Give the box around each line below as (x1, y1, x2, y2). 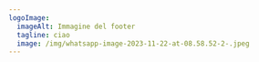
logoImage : (8, 13, 50, 23)
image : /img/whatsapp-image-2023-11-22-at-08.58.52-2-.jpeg (16, 38, 250, 48)
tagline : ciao (16, 30, 70, 39)
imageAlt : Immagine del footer (16, 22, 136, 31)
